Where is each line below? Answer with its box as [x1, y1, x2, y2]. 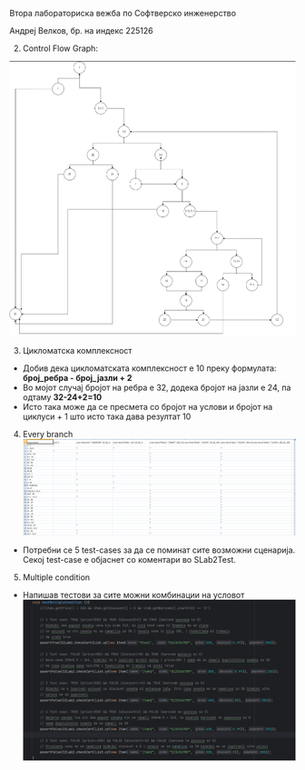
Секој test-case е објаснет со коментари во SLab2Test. [22, 555, 236, 565]
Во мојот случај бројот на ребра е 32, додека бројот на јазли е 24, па [22, 382, 291, 393]
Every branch [22, 429, 74, 439]
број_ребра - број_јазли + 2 [22, 373, 133, 383]
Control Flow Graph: [22, 43, 98, 54]
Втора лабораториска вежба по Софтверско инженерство [9, 8, 237, 18]
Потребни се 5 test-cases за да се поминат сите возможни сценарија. [22, 545, 296, 555]
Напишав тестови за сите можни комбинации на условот [22, 590, 245, 601]
